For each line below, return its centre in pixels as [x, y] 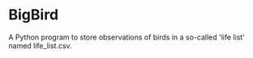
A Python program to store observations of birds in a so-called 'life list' [127, 37]
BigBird [34, 15]
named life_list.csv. [41, 45]
